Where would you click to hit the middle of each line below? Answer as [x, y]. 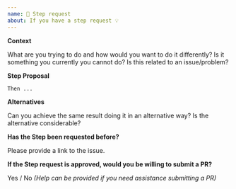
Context [19, 40]
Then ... [20, 88]
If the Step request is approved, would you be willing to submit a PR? [110, 164]
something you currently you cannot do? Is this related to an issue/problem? [118, 62]
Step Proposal [28, 76]
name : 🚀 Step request [39, 14]
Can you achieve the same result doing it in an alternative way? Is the [108, 115]
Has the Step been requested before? [63, 137]
